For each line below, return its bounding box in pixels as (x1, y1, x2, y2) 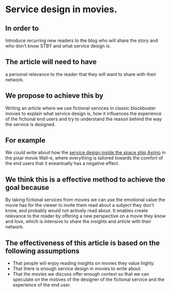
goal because (5, 183, 50, 192)
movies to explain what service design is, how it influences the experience (5, 110, 162, 116)
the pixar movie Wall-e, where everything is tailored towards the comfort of (5, 155, 163, 161)
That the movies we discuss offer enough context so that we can (12, 271, 150, 277)
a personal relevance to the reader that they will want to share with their (5, 71, 157, 77)
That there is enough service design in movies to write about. (12, 265, 142, 272)
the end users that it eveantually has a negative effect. (5, 160, 119, 166)
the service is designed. (5, 121, 56, 127)
